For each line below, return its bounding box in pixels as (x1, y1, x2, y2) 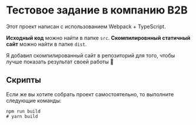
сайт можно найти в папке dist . (6, 40, 87, 48)
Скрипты (6, 75, 41, 85)
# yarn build (6, 113, 38, 119)
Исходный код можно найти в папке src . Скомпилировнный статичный (6, 34, 191, 41)
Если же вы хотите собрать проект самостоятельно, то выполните (6, 90, 174, 97)
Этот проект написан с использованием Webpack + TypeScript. (6, 23, 166, 30)
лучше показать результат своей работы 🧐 (6, 58, 114, 65)
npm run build (6, 108, 41, 114)
